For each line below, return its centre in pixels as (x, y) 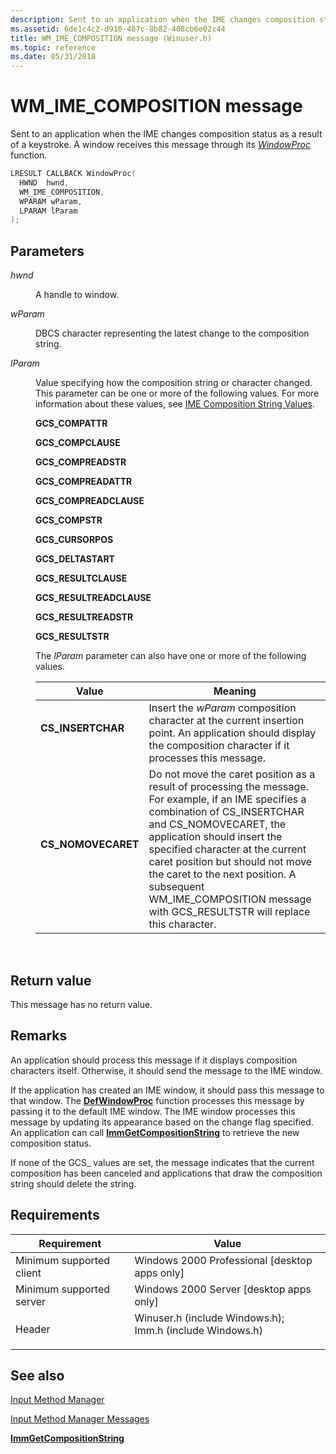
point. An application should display (232, 733)
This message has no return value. (81, 1004)
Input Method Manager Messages (80, 1419)
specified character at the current (227, 849)
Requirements (55, 1215)
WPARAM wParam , (51, 201)
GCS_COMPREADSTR (81, 462)
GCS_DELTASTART (75, 559)
